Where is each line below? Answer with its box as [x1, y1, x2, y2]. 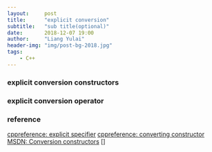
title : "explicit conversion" [7, 17, 110, 23]
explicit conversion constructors [7, 77, 119, 87]
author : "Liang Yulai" [7, 36, 85, 43]
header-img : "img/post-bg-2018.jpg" [7, 42, 113, 49]
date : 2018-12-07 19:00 [7, 29, 95, 36]
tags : [7, 49, 23, 56]
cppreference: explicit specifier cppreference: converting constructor [7, 130, 205, 138]
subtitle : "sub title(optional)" [7, 23, 110, 30]
